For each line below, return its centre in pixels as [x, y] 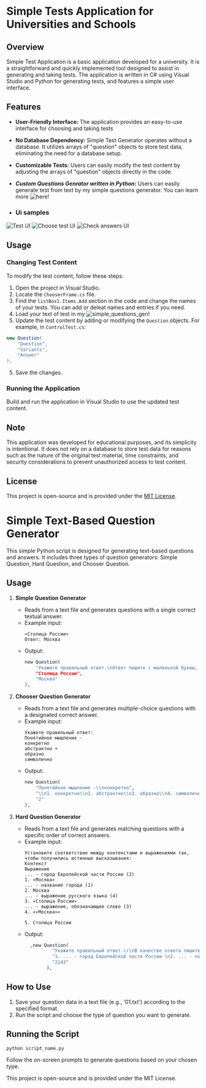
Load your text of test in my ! [82, 313]
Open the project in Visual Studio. [58, 288]
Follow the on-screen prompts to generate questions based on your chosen [102, 1060]
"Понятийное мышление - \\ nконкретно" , [85, 788]
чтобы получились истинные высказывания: [78, 858]
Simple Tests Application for [80, 11]
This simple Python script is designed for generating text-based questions [100, 551]
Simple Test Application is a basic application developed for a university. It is [103, 62]
